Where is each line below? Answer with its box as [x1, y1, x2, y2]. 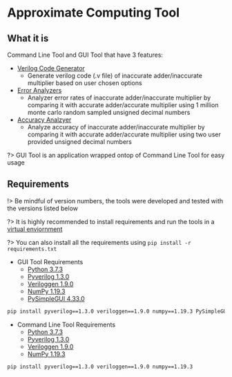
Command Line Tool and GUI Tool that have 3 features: [7, 50, 164, 59]
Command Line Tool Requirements [17, 320, 116, 329]
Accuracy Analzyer [17, 116, 72, 124]
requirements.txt [7, 246, 57, 252]
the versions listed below [7, 204, 78, 212]
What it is [7, 33, 49, 44]
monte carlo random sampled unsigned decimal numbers [27, 109, 191, 116]
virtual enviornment [7, 225, 63, 233]
